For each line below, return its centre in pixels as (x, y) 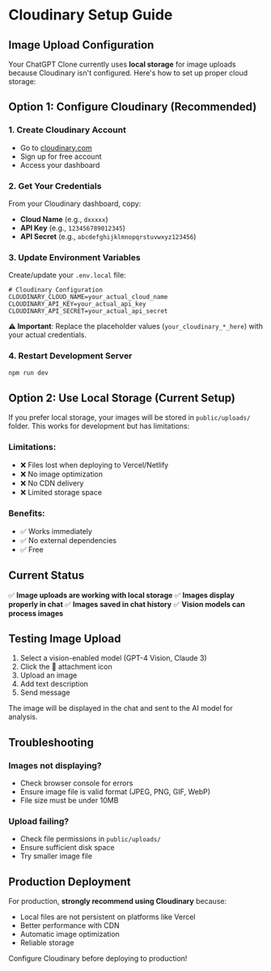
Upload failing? (39, 822)
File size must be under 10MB (69, 801)
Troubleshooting (51, 742)
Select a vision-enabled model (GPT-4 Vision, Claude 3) (114, 658)
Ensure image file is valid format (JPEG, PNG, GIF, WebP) (115, 792)
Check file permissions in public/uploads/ (91, 839)
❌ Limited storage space (61, 492)
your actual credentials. (48, 335)
